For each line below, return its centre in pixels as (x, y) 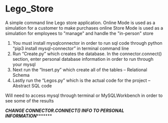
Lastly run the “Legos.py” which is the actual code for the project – (81, 80)
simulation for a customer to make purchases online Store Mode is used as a (84, 28)
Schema (21, 75)
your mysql (24, 64)
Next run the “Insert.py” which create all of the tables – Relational (80, 70)
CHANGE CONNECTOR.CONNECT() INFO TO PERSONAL (65, 110)
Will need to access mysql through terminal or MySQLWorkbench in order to (84, 95)
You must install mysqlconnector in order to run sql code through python (88, 43)
